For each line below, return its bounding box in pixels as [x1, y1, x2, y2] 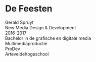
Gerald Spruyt [5, 19, 34, 25]
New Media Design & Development [5, 24, 76, 30]
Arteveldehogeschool [5, 51, 49, 57]
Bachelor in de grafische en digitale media [5, 35, 92, 41]
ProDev [5, 46, 21, 52]
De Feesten [5, 3, 53, 14]
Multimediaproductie [5, 40, 48, 46]
